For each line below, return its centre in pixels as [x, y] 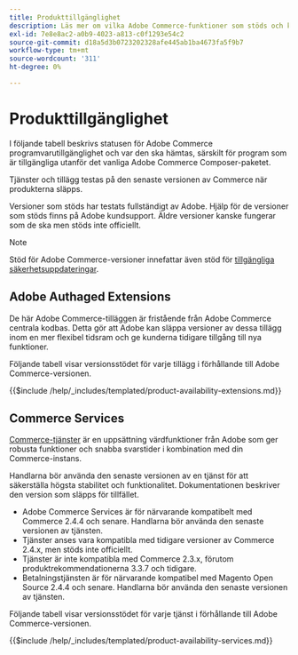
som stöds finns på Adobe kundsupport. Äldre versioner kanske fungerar [143, 215]
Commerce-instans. [46, 459]
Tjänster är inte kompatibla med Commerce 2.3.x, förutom [128, 559]
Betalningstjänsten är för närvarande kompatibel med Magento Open [147, 578]
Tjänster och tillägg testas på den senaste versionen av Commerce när [138, 180]
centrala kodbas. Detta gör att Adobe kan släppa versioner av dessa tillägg [145, 327]
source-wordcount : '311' [55, 59]
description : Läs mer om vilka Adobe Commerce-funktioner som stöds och [146, 26]
